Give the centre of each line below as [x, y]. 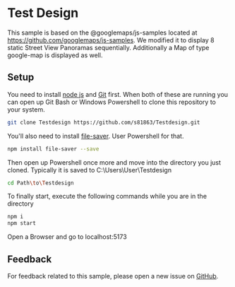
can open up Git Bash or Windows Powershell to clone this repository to [112, 102]
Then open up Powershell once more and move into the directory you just [114, 162]
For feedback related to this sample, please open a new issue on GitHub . [113, 276]
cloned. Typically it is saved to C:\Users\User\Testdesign [89, 170]
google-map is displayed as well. [55, 55]
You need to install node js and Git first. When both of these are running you [117, 94]
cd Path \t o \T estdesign [41, 183]
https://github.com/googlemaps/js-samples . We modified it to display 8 [111, 40]
